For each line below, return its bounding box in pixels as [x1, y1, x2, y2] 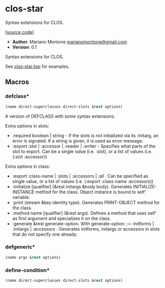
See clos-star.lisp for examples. [5, 63, 70, 69]
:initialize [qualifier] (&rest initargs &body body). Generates [12, 183, 132, 189]
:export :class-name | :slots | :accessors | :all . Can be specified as [12, 173, 149, 179]
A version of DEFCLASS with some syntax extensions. [5, 113, 115, 119]
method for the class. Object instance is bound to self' [35, 189, 146, 195]
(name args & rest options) [5, 255, 61, 260]
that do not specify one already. [12, 231, 78, 237]
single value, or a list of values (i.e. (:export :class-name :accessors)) [12, 178, 154, 184]
